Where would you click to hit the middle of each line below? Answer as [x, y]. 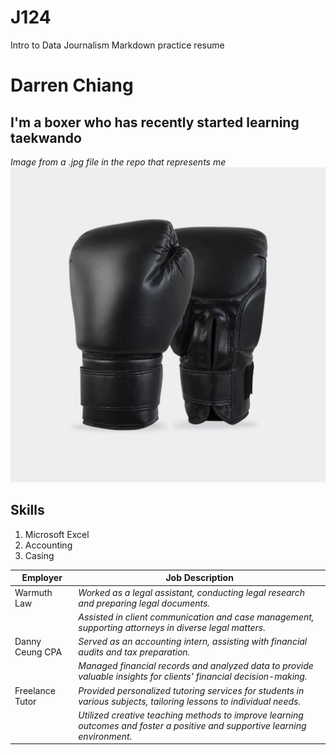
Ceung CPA [38, 652]
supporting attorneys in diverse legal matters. [172, 627]
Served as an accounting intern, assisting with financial [193, 641]
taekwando [46, 137]
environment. [105, 736]
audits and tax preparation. [134, 652]
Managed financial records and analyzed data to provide [196, 666]
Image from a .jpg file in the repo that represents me [118, 162]
